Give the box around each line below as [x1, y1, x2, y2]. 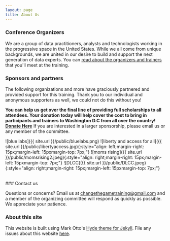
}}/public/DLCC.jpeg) [102, 160, 146, 166]
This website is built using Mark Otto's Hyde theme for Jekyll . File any [5, 225, 151, 231]
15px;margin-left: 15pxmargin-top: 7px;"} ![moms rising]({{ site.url [5, 149, 142, 155]
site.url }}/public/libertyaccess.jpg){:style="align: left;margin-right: [5, 144, 145, 150]
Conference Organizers [5, 29, 64, 36]
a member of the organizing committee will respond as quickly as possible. [5, 196, 162, 202]
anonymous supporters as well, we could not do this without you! [5, 97, 142, 103]
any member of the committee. [5, 128, 70, 134]
